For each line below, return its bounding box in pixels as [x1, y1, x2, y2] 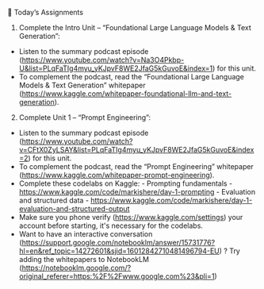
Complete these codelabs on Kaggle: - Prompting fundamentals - [18, 179, 233, 188]
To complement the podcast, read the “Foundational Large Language [18, 72, 245, 81]
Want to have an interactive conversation [18, 229, 153, 238]
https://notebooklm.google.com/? [21, 263, 132, 272]
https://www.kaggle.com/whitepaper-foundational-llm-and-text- [21, 89, 232, 98]
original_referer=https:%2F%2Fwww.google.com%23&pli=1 [18, 272, 215, 281]
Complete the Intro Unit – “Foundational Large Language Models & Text [18, 23, 251, 32]
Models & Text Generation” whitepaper [18, 80, 146, 90]
